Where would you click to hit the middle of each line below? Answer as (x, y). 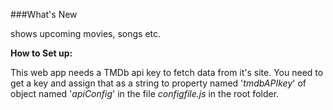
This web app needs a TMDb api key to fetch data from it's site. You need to (167, 72)
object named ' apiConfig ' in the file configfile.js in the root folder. (145, 93)
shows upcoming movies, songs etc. (86, 33)
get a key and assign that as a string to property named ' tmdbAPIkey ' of (158, 83)
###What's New (44, 14)
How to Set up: (41, 53)
